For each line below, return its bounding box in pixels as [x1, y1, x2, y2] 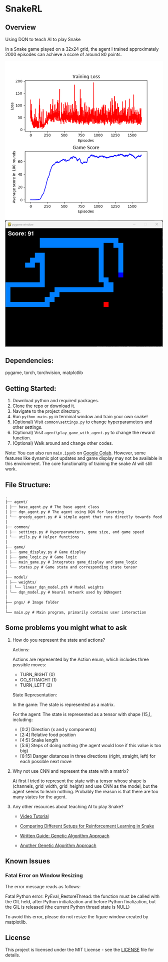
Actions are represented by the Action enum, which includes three [12, 656, 149, 662]
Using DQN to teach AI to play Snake [5, 36, 81, 42]
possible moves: [12, 661, 46, 668]
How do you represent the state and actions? [12, 637, 105, 643]
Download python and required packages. [12, 398, 99, 404]
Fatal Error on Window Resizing [5, 872, 83, 879]
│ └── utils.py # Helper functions [5, 535, 79, 540]
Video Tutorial [19, 813, 49, 819]
